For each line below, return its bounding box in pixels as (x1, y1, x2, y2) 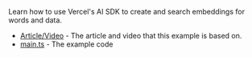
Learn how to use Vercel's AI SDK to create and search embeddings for (8, 7, 246, 16)
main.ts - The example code (19, 39, 114, 49)
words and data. (8, 15, 63, 25)
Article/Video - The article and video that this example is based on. (19, 31, 242, 40)
